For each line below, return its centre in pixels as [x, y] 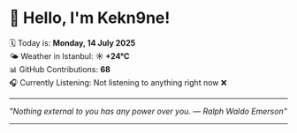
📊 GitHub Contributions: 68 [60, 69]
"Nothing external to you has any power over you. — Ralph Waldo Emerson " [148, 111]
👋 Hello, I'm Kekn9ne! [90, 18]
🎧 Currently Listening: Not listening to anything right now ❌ [118, 82]
